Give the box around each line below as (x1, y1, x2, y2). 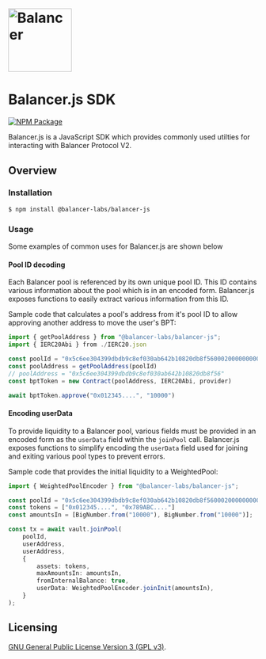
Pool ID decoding (8, 260, 66, 269)
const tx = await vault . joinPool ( (8, 525, 123, 534)
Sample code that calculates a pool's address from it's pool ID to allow (8, 310, 238, 319)
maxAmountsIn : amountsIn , (36, 569, 123, 577)
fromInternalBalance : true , (36, 577, 129, 585)
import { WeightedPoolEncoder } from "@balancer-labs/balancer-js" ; (8, 482, 239, 490)
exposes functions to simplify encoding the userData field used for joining (8, 443, 248, 452)
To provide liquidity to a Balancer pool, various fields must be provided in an (8, 426, 256, 436)
